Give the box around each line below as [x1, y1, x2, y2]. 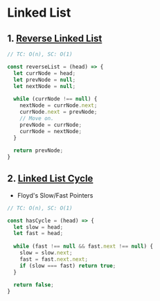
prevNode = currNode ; [19, 121, 82, 128]
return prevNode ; [13, 147, 64, 154]
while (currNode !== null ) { [13, 96, 98, 103]
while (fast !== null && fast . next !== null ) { [13, 243, 154, 250]
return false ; [13, 282, 54, 289]
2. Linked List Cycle [7, 173, 94, 184]
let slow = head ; [13, 223, 64, 230]
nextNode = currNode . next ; [19, 102, 98, 109]
